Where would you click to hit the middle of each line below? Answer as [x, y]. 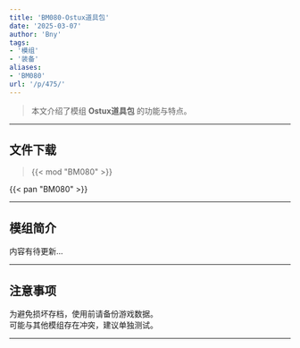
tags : [19, 42]
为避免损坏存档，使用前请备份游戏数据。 [83, 314]
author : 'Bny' [36, 34]
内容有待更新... [37, 251]
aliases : [25, 68]
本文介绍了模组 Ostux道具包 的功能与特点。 [111, 110]
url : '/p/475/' [37, 84]
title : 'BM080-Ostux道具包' [59, 17]
